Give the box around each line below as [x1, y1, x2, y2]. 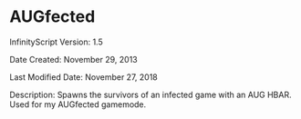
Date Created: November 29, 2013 [9, 54, 139, 64]
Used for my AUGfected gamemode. [9, 98, 147, 110]
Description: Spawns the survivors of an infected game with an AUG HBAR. [9, 89, 292, 100]
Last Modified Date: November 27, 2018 [9, 71, 158, 83]
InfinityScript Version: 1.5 [9, 36, 103, 47]
